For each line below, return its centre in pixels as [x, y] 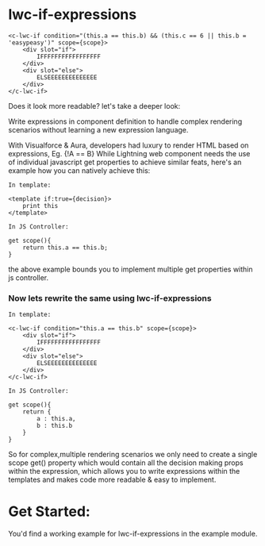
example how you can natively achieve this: [79, 170]
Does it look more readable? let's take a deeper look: [94, 106]
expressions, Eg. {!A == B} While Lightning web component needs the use [129, 153]
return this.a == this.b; [65, 248]
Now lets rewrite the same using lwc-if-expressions [110, 298]
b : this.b [55, 426]
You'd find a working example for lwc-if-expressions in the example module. [133, 534]
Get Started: [50, 511]
